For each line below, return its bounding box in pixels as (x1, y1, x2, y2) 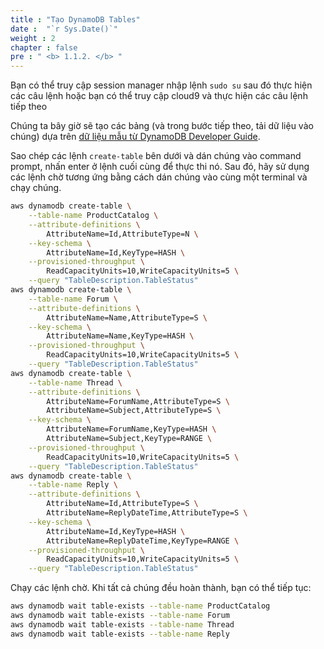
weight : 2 (10, 33, 56, 43)
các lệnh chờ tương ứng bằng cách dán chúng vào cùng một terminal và (10, 171, 308, 183)
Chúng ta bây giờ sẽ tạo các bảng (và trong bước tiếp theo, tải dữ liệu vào (10, 120, 314, 132)
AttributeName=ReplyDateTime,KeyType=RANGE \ (46, 536, 240, 546)
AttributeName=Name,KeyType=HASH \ (46, 331, 195, 341)
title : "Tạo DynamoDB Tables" (10, 14, 141, 25)
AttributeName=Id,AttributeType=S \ (46, 499, 199, 509)
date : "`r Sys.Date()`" (10, 24, 118, 34)
